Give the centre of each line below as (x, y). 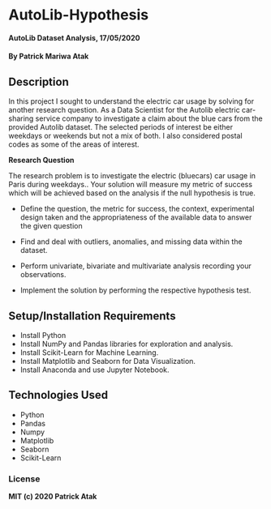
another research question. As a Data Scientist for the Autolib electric (125, 110)
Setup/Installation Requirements (92, 316)
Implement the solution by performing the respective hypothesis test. (135, 290)
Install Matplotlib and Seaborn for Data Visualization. (108, 361)
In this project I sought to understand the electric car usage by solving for (131, 101)
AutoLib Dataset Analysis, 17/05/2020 (74, 37)
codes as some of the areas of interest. (74, 144)
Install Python (43, 335)
